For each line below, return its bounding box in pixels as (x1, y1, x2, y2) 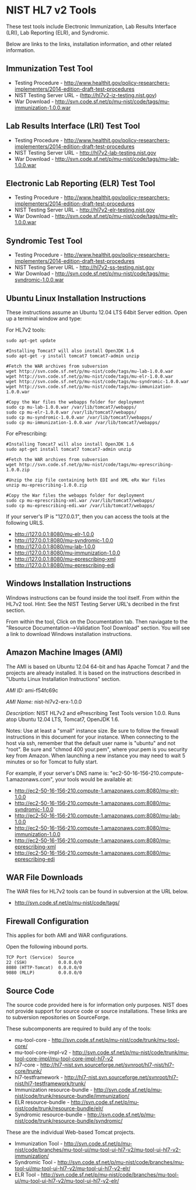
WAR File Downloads (6, 873, 83, 883)
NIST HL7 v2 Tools (6, 4, 97, 17)
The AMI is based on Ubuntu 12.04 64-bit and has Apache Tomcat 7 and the (6, 663, 190, 670)
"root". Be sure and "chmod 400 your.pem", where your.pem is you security (6, 746, 188, 753)
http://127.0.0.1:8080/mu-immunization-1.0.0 (14, 549, 121, 556)
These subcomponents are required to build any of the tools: (6, 1025, 152, 1032)
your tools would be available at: (55, 775, 133, 782)
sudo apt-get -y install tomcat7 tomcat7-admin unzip (6, 353, 140, 359)
